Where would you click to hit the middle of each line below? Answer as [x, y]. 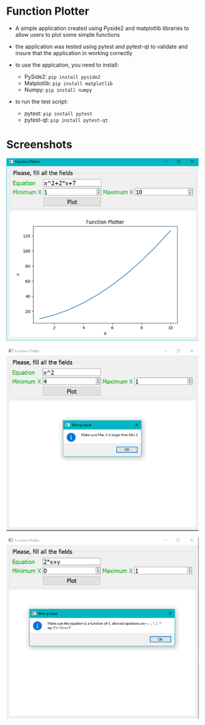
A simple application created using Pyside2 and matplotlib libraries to [102, 28]
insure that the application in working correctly [74, 53]
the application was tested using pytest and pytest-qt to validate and [101, 46]
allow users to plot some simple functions [67, 34]
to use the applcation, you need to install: [67, 65]
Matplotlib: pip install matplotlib [68, 83]
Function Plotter [48, 11]
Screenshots [39, 145]
